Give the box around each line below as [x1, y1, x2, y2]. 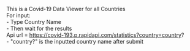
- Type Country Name [6, 18, 61, 25]
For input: [6, 12, 31, 19]
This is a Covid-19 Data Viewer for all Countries [6, 6, 126, 12]
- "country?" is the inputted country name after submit [6, 38, 144, 45]
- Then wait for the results [6, 25, 72, 32]
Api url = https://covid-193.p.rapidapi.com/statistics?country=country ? [6, 31, 184, 39]
